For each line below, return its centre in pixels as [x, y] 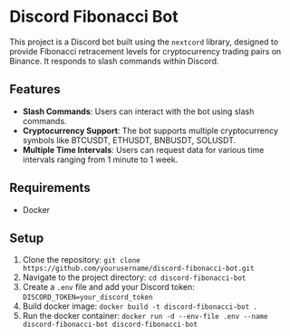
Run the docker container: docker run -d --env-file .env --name [145, 316]
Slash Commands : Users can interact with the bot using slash [138, 111]
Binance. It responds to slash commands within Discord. [114, 61]
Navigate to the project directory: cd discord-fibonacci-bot [134, 277]
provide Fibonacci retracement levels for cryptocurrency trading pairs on [145, 51]
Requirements [50, 188]
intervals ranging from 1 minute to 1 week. [100, 159]
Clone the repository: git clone [81, 260]
